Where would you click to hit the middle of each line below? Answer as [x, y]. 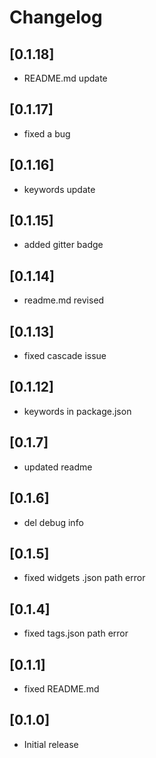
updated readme [58, 467]
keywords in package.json [77, 411]
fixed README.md [61, 688]
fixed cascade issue [65, 356]
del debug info [53, 522]
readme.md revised [64, 300]
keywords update [59, 189]
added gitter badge [63, 245]
